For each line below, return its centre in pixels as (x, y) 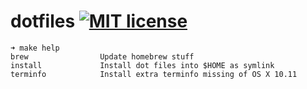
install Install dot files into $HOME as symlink (142, 65)
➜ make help (35, 48)
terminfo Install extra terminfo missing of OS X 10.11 (154, 74)
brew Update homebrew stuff (102, 56)
